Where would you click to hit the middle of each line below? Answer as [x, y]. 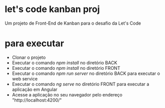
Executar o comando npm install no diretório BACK [65, 63]
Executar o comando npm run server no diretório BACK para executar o [86, 73]
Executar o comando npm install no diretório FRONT [66, 68]
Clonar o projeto [29, 57]
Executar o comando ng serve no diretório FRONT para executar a [80, 84]
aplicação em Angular [35, 89]
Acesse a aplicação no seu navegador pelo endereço [67, 94]
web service [25, 78]
